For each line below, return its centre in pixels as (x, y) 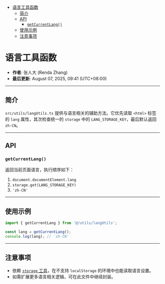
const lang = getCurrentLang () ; (38, 232)
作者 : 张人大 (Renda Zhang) (40, 72)
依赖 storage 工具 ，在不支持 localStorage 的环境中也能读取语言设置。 (83, 270)
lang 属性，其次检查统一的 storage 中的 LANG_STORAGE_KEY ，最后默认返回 (83, 119)
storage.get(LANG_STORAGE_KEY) (44, 185)
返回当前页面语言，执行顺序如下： (40, 170)
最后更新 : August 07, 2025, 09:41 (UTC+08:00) (59, 78)
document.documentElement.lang (44, 180)
